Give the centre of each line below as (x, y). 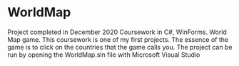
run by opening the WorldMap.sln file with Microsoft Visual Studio (104, 55)
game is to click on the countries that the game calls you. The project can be (120, 47)
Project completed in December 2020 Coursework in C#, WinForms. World (117, 32)
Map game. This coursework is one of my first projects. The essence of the (118, 39)
